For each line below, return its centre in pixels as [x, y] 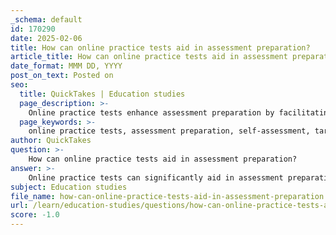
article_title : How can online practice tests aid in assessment [149, 57]
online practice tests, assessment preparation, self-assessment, [169, 131]
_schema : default [46, 19]
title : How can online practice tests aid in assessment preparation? [160, 47]
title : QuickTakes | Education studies [102, 94]
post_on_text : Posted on [62, 76]
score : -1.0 [35, 215]
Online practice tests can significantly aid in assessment [156, 177]
